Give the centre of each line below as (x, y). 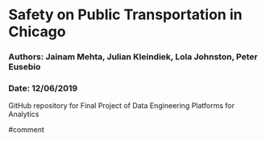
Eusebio (25, 67)
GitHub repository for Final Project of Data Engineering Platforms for (122, 106)
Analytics (24, 115)
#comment (26, 130)
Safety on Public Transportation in (125, 15)
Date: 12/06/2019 (43, 88)
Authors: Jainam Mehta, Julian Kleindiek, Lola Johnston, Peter (133, 57)
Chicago (37, 32)
